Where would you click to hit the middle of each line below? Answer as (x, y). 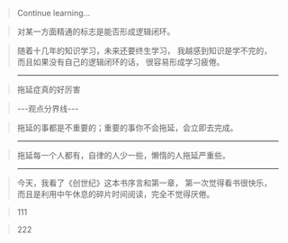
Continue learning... (54, 13)
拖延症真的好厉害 (49, 90)
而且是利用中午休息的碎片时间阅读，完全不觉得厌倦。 (116, 194)
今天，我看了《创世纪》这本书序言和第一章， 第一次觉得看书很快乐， (144, 183)
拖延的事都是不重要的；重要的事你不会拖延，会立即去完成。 (127, 128)
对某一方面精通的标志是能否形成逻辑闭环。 (96, 31)
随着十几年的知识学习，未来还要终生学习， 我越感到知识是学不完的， (144, 50)
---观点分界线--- (48, 108)
